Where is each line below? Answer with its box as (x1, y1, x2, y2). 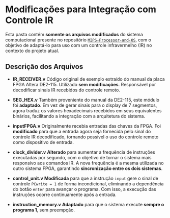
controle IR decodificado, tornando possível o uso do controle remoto (12, 134, 159, 140)
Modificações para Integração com (5, 4, 157, 15)
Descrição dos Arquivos (5, 62, 83, 71)
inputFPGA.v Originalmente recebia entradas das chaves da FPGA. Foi (12, 123, 161, 129)
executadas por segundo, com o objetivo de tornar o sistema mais (12, 154, 152, 160)
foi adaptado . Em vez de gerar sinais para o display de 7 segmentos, (12, 102, 157, 108)
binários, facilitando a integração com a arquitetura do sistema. (12, 113, 146, 119)
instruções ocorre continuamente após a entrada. (12, 191, 117, 198)
